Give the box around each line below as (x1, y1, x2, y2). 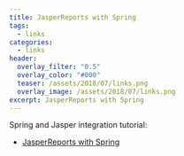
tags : (9, 21, 29, 30)
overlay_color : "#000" (17, 71, 101, 80)
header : (9, 54, 38, 63)
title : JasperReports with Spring (9, 12, 137, 22)
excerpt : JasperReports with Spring (9, 95, 144, 105)
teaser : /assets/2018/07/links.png (17, 79, 149, 88)
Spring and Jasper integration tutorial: (9, 120, 148, 130)
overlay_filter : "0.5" (17, 63, 101, 72)
